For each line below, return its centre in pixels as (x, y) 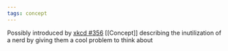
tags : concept (27, 13)
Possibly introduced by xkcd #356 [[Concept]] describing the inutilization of (114, 33)
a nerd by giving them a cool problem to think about (80, 40)
